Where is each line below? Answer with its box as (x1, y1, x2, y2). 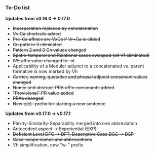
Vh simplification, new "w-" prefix (12, 142, 84, 148)
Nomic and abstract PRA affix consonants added (12, 85, 114, 91)
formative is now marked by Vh (12, 68, 78, 74)
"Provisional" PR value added (12, 90, 74, 96)
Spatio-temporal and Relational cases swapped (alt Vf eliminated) (12, 52, 150, 58)
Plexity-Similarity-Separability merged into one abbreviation (12, 121, 138, 127)
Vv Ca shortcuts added (12, 31, 61, 37)
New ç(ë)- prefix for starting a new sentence (12, 101, 106, 107)
